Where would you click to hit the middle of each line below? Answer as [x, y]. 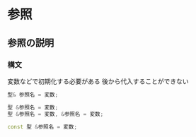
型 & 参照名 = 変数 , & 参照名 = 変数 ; [56, 114]
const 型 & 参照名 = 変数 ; [42, 127]
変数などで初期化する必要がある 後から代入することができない [98, 81]
